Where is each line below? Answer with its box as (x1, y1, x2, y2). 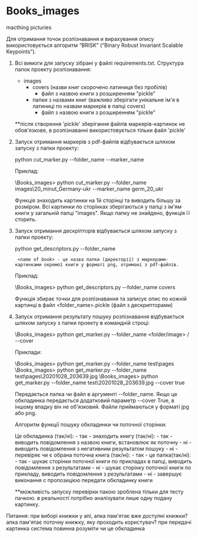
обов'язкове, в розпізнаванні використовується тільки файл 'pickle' (14, 126, 186, 134)
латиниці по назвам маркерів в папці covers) (32, 102, 146, 109)
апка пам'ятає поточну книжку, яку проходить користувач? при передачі (6, 518, 192, 526)
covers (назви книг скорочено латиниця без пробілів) (32, 83, 167, 90)
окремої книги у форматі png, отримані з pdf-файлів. (44, 261, 179, 268)
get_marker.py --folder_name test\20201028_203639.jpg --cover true (14, 379, 185, 386)
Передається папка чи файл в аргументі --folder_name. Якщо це (14, 390, 177, 397)
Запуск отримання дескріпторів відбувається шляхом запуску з (14, 227, 177, 234)
